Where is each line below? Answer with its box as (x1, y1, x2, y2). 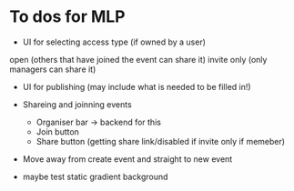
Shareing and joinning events (22, 98, 132, 110)
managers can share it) (9, 64, 96, 75)
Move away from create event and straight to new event (22, 153, 233, 165)
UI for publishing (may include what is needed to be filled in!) (22, 81, 252, 92)
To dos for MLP (9, 6, 126, 27)
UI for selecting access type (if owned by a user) (22, 36, 207, 47)
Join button (35, 126, 80, 137)
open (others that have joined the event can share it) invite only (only (9, 54, 268, 65)
